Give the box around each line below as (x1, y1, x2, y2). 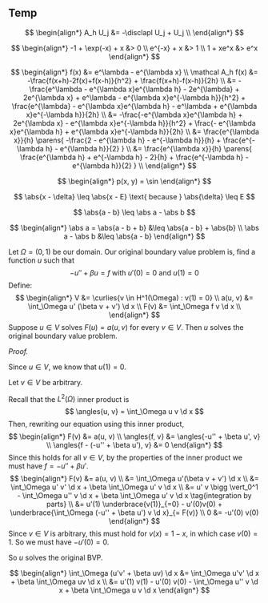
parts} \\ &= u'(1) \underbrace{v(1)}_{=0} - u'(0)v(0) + (46, 500, 222, 509)
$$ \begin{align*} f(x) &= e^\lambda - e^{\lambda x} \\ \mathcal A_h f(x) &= (10, 67, 258, 77)
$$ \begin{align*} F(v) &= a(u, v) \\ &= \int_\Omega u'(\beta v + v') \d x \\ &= (10, 474, 259, 484)
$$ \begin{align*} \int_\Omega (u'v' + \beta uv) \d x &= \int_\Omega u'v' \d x (9, 569, 260, 578)
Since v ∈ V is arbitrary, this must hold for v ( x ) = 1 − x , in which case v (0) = (8, 529, 258, 539)
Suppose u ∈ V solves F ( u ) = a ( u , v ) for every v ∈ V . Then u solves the (8, 322, 244, 332)
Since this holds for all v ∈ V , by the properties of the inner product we (8, 452, 242, 463)
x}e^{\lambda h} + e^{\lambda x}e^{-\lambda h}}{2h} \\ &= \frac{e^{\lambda (9, 127, 260, 136)
